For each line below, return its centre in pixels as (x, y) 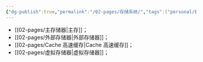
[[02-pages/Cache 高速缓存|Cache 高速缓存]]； (74, 45)
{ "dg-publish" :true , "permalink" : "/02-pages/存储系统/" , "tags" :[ (87, 12)
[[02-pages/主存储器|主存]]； (51, 29)
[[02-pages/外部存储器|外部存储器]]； (62, 37)
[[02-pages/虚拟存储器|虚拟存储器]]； (62, 52)
